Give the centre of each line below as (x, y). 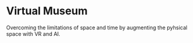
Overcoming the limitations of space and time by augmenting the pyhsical (97, 27)
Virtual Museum (47, 11)
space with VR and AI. (33, 33)
